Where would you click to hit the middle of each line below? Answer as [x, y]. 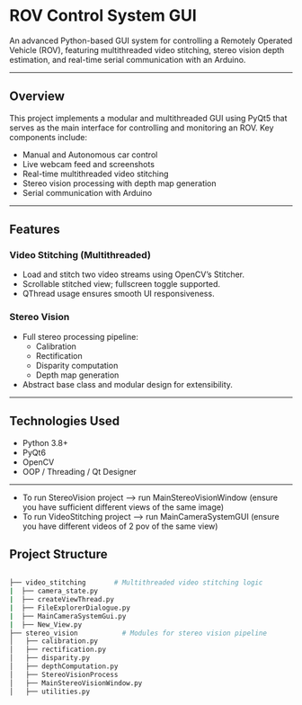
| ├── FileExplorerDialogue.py [70, 608]
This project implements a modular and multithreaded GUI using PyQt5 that [148, 118]
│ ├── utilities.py [50, 692]
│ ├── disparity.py [50, 658]
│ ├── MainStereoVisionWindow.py [76, 683]
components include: [49, 137]
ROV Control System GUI [103, 16]
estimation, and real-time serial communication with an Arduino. [128, 59]
